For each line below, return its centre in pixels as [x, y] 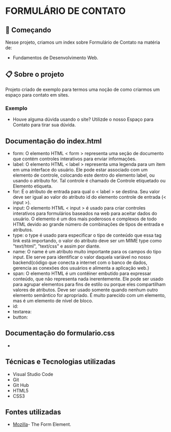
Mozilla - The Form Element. [42, 424]
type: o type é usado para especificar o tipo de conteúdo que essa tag [87, 235]
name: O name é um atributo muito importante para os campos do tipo [87, 251]
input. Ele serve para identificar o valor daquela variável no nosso [82, 257]
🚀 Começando [28, 30]
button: [20, 317]
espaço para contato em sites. [37, 95]
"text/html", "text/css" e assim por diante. [57, 246]
